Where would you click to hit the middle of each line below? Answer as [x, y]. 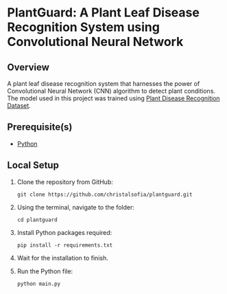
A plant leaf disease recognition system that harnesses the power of [104, 83]
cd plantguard [37, 220]
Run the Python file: [45, 271]
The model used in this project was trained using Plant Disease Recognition [114, 98]
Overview [28, 67]
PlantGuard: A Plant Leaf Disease [104, 13]
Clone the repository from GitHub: [65, 182]
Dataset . [19, 105]
